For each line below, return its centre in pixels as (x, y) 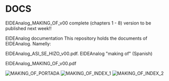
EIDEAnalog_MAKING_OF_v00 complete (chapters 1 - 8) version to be (78, 23)
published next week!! (29, 28)
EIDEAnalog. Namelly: (28, 43)
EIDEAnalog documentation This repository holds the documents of (76, 38)
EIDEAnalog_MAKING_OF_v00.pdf (41, 63)
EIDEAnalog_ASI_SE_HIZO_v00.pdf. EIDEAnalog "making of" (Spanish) (79, 53)
